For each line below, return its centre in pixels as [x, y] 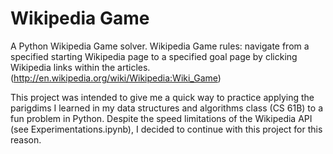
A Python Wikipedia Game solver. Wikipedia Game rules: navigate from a [160, 46]
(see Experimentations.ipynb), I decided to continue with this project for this [166, 129]
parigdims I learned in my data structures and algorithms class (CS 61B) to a [166, 108]
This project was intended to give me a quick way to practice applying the [162, 97]
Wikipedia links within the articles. [80, 67]
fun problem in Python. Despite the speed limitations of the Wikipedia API [161, 118]
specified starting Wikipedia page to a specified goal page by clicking [154, 56]
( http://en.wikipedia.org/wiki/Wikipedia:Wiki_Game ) [116, 78]
